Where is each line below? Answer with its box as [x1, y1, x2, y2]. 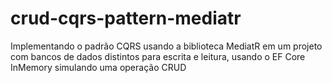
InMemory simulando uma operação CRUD [10, 61, 187, 73]
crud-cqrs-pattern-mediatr [10, 7, 242, 30]
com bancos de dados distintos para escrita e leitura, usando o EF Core [10, 50, 306, 62]
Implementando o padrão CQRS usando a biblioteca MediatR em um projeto [10, 40, 323, 52]
